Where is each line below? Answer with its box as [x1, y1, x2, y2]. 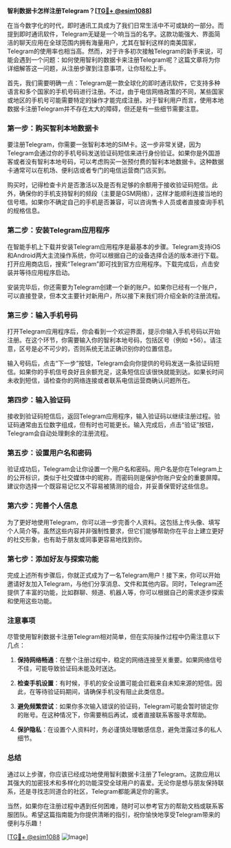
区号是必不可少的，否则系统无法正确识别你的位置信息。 [19, 344, 176, 353]
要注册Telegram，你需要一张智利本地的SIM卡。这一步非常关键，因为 [7, 140, 201, 149]
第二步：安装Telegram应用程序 [7, 226, 110, 235]
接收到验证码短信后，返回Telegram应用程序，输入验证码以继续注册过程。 [7, 412, 214, 420]
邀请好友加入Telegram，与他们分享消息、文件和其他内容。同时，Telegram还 [7, 580, 223, 588]
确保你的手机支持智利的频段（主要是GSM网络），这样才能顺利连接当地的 [19, 189, 223, 198]
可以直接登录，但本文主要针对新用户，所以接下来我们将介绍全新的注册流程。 [7, 292, 224, 300]
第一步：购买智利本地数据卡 [7, 123, 99, 133]
